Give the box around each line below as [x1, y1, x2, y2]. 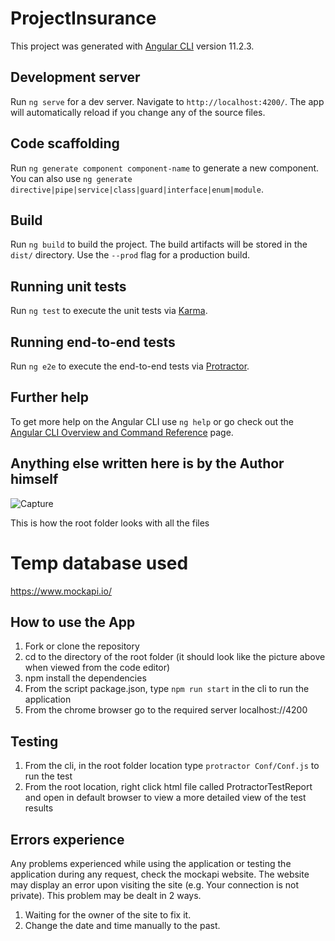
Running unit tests [10, 278, 127, 295]
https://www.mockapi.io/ [10, 585, 112, 597]
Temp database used [10, 552, 189, 574]
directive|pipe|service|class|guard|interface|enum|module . [10, 183, 264, 195]
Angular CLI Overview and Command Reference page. [10, 426, 234, 438]
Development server [10, 69, 141, 86]
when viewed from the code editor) [24, 662, 171, 674]
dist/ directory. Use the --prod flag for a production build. [10, 249, 250, 261]
